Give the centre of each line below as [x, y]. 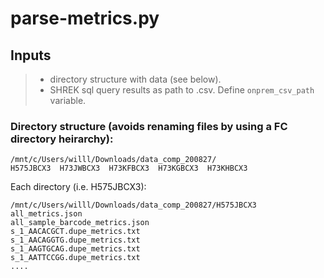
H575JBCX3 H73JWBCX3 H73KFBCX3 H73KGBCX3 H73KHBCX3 [129, 168]
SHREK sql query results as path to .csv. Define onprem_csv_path [182, 90]
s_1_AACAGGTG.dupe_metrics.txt [75, 240]
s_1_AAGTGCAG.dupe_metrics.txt [75, 249]
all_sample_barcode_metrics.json [80, 223]
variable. [68, 100]
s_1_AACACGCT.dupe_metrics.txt [75, 232]
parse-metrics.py [85, 18]
